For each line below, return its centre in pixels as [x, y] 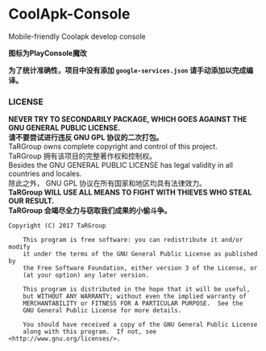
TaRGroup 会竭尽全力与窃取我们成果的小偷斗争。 [90, 211]
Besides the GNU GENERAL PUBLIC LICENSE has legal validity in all [121, 165]
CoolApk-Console [69, 14]
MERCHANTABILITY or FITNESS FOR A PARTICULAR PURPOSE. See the [133, 303]
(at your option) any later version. [86, 275]
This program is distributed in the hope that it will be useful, [137, 290]
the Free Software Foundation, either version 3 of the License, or [140, 268]
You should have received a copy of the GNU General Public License [140, 325]
